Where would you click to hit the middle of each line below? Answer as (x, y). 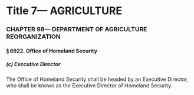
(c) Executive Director (33, 64)
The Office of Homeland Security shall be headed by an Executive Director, (97, 79)
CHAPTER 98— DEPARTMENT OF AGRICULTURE (77, 30)
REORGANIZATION (33, 37)
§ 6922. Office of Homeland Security (52, 51)
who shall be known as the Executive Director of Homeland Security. (89, 85)
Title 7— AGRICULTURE (64, 11)
